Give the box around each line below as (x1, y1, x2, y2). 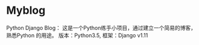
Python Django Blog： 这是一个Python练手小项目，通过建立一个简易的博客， (6, 24, 197, 31)
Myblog (6, 4, 46, 17)
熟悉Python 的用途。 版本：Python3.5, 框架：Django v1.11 (6, 31, 148, 39)
